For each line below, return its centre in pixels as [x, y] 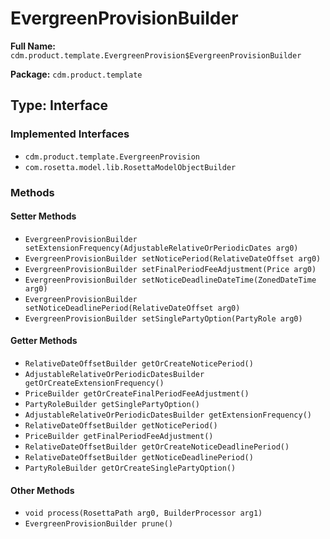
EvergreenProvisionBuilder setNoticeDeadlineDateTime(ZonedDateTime [170, 280]
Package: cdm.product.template [76, 74]
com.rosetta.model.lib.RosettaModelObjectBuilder [130, 167]
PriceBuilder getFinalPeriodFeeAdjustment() [119, 436]
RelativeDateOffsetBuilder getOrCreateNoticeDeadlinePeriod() [157, 447]
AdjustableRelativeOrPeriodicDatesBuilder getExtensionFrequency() [168, 415]
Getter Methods [44, 341]
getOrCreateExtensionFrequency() [94, 383]
